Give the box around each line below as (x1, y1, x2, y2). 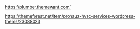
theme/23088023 (5, 19, 40, 24)
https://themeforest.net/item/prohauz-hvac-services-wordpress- (5, 14, 135, 19)
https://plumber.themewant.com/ (5, 4, 71, 10)
